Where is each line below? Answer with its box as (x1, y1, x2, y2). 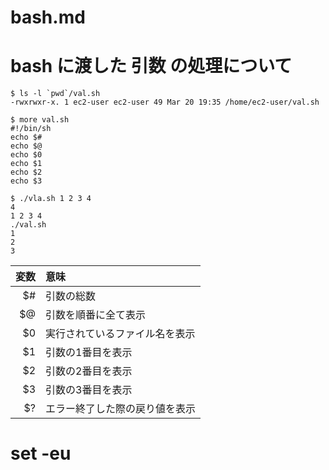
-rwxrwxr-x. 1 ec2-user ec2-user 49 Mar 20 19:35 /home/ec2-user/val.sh (10, 97, 320, 108)
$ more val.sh (10, 115, 70, 125)
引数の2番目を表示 (45, 364, 133, 378)
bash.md (10, 6, 86, 29)
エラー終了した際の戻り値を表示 (45, 402, 197, 416)
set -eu (10, 442, 72, 465)
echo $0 (10, 150, 43, 160)
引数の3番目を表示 (45, 383, 133, 397)
